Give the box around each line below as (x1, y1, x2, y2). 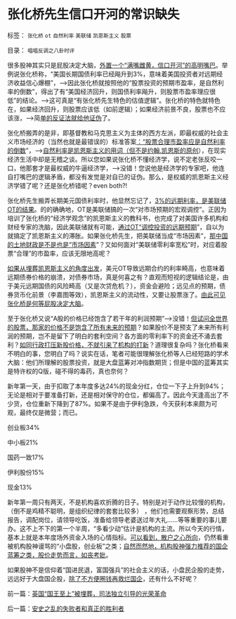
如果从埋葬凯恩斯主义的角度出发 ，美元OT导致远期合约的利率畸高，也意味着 (7, 264, 225, 272)
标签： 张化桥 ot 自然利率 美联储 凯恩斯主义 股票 (7, 31, 132, 39)
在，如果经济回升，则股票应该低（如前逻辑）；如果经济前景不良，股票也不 (7, 105, 220, 113)
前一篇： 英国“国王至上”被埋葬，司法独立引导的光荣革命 (7, 589, 167, 598)
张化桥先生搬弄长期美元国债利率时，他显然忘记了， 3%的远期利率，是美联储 (7, 196, 227, 205)
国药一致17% (7, 453, 44, 461)
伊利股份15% (7, 468, 44, 476)
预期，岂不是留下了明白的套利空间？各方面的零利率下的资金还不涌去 (19, 331, 216, 340)
